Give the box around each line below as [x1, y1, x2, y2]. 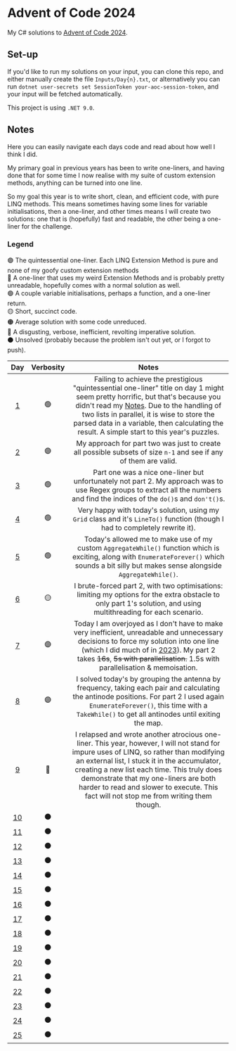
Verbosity [31, 362, 65, 372]
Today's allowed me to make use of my [84, 534, 213, 544]
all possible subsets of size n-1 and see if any [73, 447, 223, 457]
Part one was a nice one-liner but [93, 467, 204, 477]
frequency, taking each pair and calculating [77, 682, 220, 692]
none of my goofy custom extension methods [7, 266, 139, 274]
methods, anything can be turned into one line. [7, 178, 143, 187]
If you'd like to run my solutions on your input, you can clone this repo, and [7, 67, 223, 75]
